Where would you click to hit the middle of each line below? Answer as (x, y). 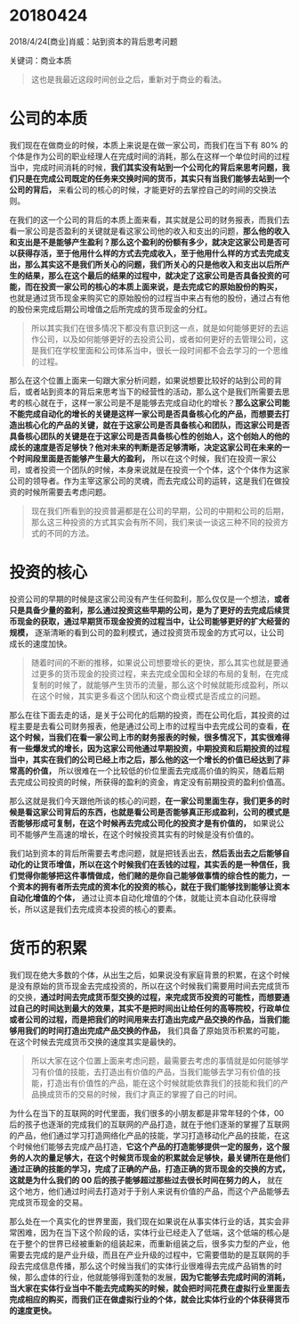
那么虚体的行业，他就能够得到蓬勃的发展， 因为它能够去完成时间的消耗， (157, 1277)
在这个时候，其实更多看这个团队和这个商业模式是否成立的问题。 (148, 696)
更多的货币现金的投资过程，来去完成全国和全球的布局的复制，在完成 (164, 674)
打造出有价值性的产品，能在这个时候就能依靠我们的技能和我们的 (164, 1083)
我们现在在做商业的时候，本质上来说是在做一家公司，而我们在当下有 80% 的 (149, 145)
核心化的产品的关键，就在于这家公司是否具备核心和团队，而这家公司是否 (157, 425)
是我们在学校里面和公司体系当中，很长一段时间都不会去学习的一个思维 (160, 350)
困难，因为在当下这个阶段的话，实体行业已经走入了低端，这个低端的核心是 (153, 1232)
